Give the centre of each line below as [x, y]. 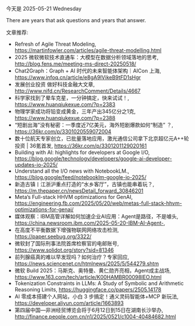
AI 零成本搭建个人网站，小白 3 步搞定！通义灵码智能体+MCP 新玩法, [96, 296]
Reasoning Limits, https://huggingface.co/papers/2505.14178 [88, 289]
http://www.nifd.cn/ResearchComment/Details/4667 [78, 91]
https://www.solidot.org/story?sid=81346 [64, 250]
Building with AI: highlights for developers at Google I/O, [82, 152]
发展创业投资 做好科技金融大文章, [54, 84]
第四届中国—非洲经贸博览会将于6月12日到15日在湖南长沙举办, [89, 310]
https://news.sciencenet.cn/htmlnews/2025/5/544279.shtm [87, 263]
